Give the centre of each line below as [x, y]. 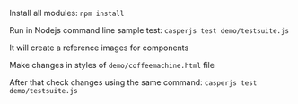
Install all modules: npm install [67, 13]
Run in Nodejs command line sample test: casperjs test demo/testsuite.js [149, 30]
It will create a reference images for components [99, 48]
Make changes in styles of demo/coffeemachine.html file [112, 65]
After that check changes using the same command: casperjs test [133, 82]
